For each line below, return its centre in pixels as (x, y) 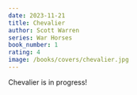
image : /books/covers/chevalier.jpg (68, 60)
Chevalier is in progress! (48, 82)
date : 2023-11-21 (37, 15)
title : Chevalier (37, 23)
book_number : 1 (33, 45)
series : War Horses (40, 38)
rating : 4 (25, 52)
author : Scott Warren (44, 30)
